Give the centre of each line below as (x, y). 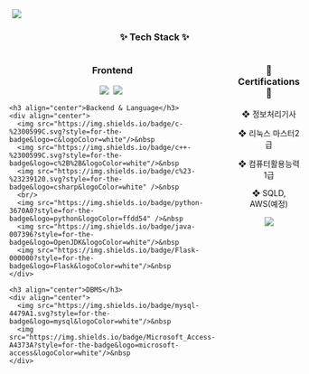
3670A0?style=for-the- (51, 210)
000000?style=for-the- (51, 258)
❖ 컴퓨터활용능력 (269, 164)
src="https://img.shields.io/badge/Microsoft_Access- (112, 337)
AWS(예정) (269, 203)
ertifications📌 (269, 82)
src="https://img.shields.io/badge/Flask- (118, 250)
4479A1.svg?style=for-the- (60, 313)
